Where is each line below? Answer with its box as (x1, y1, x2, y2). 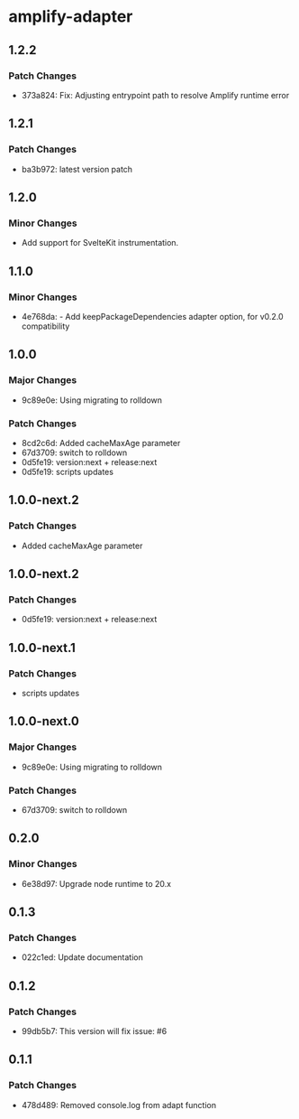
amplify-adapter (8, 6, 133, 27)
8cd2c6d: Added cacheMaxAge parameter (21, 437, 181, 448)
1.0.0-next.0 (8, 713, 80, 729)
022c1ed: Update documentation (21, 952, 143, 963)
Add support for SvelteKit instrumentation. (21, 238, 179, 248)
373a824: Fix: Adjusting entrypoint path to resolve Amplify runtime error (21, 89, 290, 100)
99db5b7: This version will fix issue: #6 (21, 1026, 168, 1037)
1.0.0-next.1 (8, 639, 76, 656)
